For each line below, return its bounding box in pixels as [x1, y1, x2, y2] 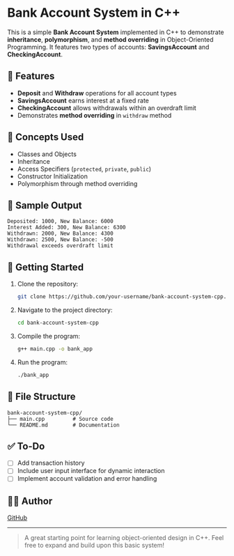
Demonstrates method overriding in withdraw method [17, 111, 172, 119]
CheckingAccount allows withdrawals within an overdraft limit [17, 103, 196, 112]
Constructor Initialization [17, 172, 88, 180]
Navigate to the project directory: [17, 306, 113, 314]
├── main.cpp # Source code [7, 415, 114, 422]
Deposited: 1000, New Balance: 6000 [7, 218, 114, 225]
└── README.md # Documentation [7, 422, 120, 428]
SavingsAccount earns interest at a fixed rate [17, 96, 150, 105]
